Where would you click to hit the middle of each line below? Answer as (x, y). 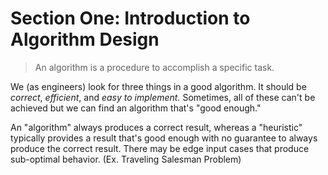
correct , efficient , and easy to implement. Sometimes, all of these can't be (163, 97)
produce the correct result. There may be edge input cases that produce (160, 148)
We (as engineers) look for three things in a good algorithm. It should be (158, 86)
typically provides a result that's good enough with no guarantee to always (164, 138)
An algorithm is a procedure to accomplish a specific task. (154, 67)
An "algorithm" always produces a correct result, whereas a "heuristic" (156, 127)
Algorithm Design (85, 39)
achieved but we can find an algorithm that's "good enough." (136, 108)
